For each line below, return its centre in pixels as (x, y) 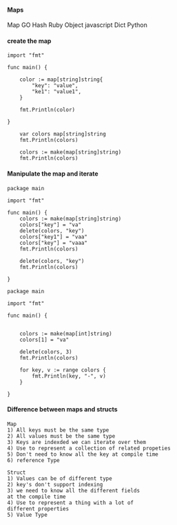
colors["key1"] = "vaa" (54, 237)
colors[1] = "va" (44, 340)
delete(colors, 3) (46, 352)
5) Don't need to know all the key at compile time (83, 454)
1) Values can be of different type (60, 478)
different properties (38, 508)
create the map (29, 41)
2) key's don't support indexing (55, 484)
